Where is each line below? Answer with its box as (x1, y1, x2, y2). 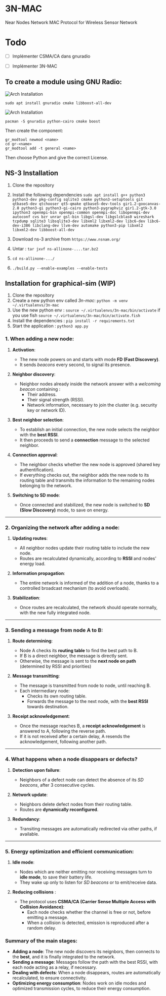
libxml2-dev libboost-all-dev (12, 227, 75, 232)
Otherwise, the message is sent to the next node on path (19, 658, 136, 664)
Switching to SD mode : (12, 492, 60, 498)
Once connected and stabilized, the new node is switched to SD (19, 501, 150, 507)
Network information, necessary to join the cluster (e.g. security (27, 402, 158, 408)
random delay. (27, 925, 57, 931)
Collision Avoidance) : (19, 904, 65, 910)
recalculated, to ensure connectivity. (12, 975, 87, 981)
